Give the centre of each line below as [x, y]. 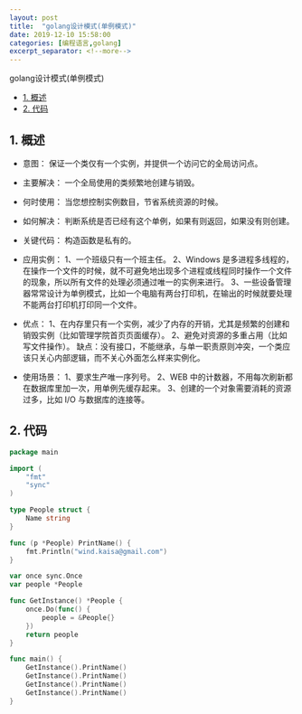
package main [34, 452]
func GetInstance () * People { [66, 601]
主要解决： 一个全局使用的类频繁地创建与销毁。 [111, 183]
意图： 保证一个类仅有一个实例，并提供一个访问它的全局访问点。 [142, 163]
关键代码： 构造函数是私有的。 [79, 240]
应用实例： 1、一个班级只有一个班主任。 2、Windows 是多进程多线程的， [158, 259]
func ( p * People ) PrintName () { [70, 543]
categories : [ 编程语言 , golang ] [66, 43]
